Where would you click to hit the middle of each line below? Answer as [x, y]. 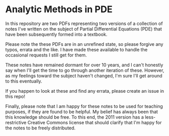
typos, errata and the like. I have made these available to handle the [77, 49]
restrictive [16, 122]
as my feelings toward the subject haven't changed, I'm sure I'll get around [84, 75]
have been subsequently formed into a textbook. [56, 34]
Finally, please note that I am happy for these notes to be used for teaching [84, 106]
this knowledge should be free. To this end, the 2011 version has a [75, 117]
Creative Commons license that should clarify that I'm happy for [94, 122]
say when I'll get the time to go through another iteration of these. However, [85, 70]
